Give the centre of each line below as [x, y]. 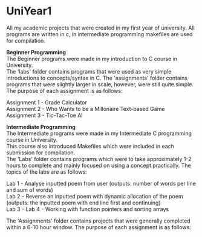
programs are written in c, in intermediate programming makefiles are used [99, 34]
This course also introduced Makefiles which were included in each [90, 146]
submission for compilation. [41, 153]
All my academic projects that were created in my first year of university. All [100, 28]
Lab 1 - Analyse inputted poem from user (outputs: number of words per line [101, 183]
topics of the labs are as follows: [47, 172]
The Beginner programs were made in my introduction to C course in [92, 58]
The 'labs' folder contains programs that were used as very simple [89, 71]
